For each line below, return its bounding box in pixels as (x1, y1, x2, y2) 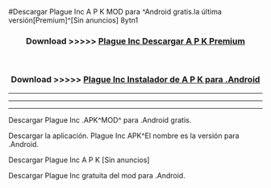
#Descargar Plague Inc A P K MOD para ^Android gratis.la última (8, 7, 222, 16)
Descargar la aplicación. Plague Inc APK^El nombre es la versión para (8, 131, 240, 140)
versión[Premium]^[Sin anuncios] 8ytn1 (8, 15, 139, 25)
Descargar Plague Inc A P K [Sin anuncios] (8, 155, 150, 165)
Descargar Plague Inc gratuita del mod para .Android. (8, 170, 186, 180)
